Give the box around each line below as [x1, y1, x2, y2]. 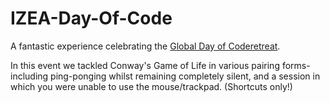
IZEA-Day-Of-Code [10, 7, 173, 30]
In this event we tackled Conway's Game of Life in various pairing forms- [10, 59, 311, 71]
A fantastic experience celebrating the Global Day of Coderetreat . [10, 40, 281, 52]
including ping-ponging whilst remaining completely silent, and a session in [10, 70, 321, 82]
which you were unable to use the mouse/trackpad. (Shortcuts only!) [10, 80, 293, 92]
